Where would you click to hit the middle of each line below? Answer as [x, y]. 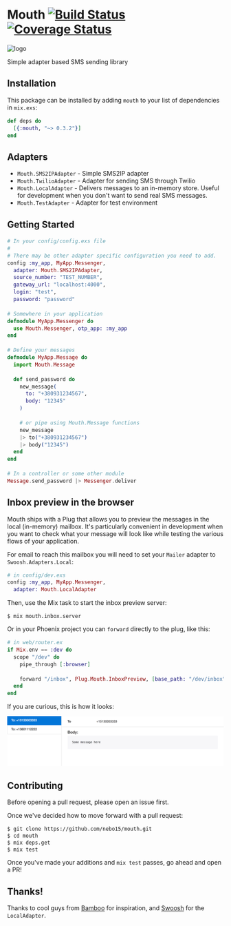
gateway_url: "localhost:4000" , [60, 285]
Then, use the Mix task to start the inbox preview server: [87, 603]
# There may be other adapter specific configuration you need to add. [112, 256]
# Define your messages [41, 350]
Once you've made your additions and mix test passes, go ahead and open [114, 863]
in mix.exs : [22, 107]
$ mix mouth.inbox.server [44, 617]
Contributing [35, 785]
